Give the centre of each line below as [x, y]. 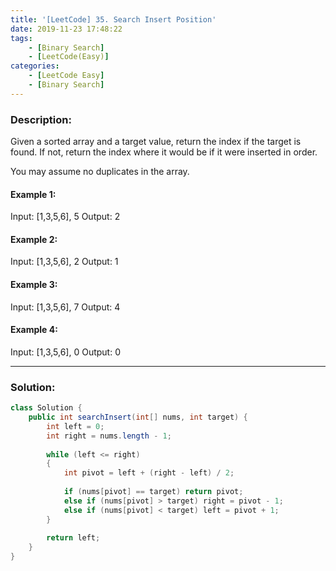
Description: [41, 119]
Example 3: [34, 285]
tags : [21, 38]
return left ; [73, 538]
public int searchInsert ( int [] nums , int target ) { [138, 417]
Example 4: [34, 330]
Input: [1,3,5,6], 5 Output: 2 [65, 217]
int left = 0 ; [75, 426]
